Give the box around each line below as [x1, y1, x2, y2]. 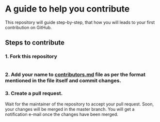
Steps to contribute [5, 39, 64, 47]
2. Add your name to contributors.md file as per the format [5, 71, 146, 78]
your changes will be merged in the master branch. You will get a [5, 106, 135, 112]
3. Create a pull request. [5, 90, 63, 97]
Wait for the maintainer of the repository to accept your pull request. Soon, [5, 101, 154, 107]
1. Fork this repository [5, 53, 57, 60]
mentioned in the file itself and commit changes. [5, 77, 121, 84]
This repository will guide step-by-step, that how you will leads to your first [5, 19, 155, 25]
